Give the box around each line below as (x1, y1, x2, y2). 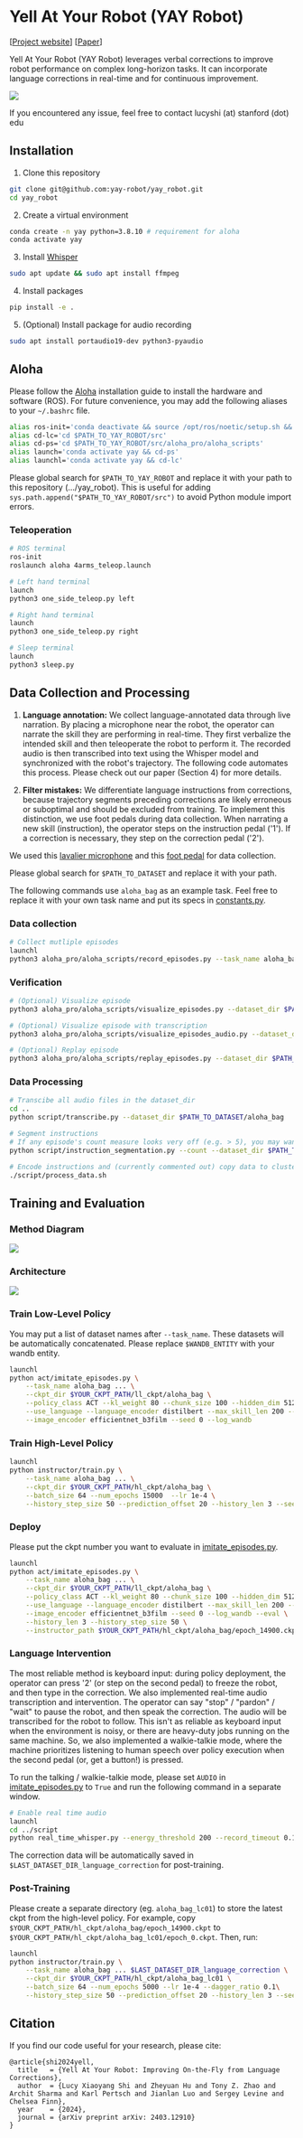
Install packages (22, 286, 84, 296)
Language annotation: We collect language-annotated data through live (22, 709, 291, 720)
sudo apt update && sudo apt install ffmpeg (9, 269, 179, 278)
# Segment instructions (9, 1130, 99, 1139)
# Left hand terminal (9, 577, 91, 586)
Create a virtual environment (22, 210, 129, 220)
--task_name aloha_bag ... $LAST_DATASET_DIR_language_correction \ (25, 1965, 289, 1975)
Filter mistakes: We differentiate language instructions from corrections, (22, 784, 293, 795)
